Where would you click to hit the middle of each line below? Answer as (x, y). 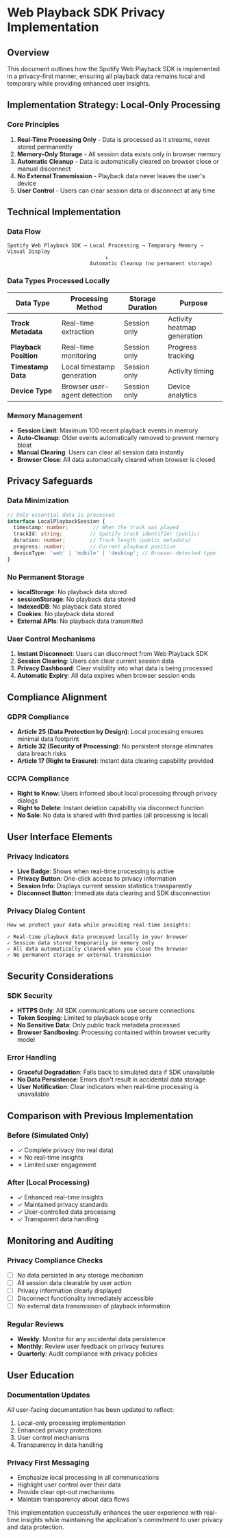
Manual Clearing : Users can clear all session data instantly (100, 452)
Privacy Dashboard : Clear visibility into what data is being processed (115, 668)
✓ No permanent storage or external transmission (79, 955)
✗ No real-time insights (50, 1157)
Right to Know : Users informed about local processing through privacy (117, 794)
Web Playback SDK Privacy (86, 13)
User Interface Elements (60, 837)
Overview (28, 52)
